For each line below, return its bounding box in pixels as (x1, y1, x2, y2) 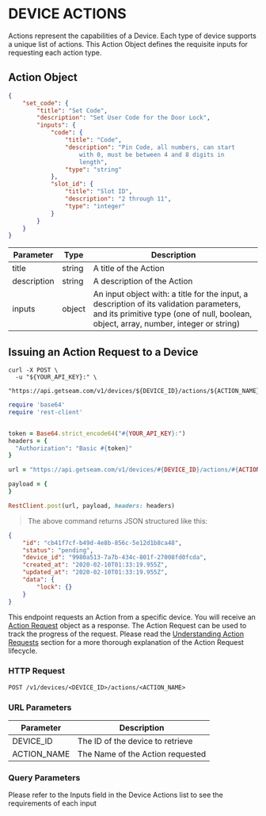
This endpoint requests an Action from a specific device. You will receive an (8, 612, 256, 622)
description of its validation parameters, (93, 299, 241, 310)
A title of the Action (93, 263, 165, 274)
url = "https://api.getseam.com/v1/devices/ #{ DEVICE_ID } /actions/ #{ (8, 466, 239, 474)
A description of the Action (93, 276, 193, 287)
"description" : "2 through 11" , (64, 195, 172, 203)
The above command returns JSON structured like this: (27, 516, 208, 525)
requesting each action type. (8, 48, 102, 57)
